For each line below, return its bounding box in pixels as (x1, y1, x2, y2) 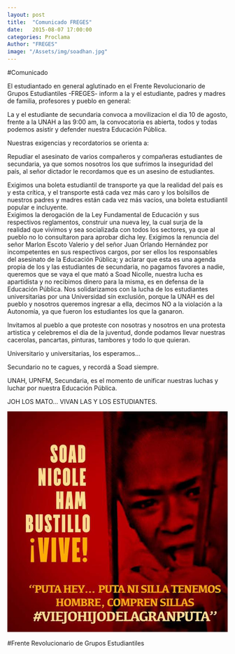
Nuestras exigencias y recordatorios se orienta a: (7, 139, 149, 147)
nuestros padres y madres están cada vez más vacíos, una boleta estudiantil (7, 196, 228, 204)
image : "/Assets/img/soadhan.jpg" (7, 48, 108, 55)
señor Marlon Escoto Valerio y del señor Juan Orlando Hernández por (7, 240, 208, 249)
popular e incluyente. (7, 203, 69, 211)
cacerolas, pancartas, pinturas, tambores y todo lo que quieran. (7, 336, 191, 344)
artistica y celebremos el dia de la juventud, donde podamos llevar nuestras (7, 328, 226, 336)
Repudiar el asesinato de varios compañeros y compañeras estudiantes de (7, 153, 222, 160)
